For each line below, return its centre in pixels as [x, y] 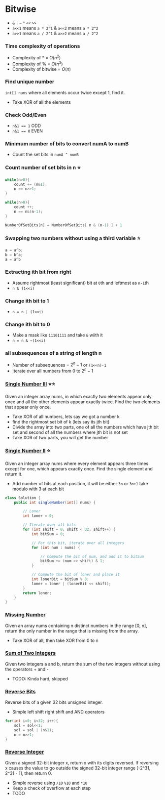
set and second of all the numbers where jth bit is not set [70, 432]
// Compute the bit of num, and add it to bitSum [92, 556]
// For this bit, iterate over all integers [78, 543]
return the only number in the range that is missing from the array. [72, 631]
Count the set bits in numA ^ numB [45, 155]
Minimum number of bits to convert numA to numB [67, 144]
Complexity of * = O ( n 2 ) [36, 57]
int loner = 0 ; [38, 516]
